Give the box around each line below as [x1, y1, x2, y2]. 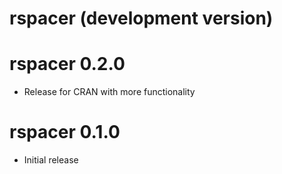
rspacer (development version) [9, 7, 274, 30]
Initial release [23, 154, 79, 166]
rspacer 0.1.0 [9, 121, 121, 144]
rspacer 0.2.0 [9, 53, 126, 76]
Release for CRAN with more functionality [23, 86, 196, 98]
